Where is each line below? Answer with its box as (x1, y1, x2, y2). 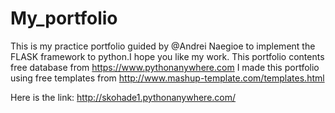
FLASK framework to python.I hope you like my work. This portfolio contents (10, 50, 325, 62)
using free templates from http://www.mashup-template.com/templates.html (10, 72, 325, 84)
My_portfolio (10, 7, 118, 30)
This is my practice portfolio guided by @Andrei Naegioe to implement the (10, 40, 316, 52)
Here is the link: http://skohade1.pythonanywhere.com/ (10, 91, 237, 103)
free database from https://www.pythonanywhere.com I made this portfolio (10, 61, 320, 73)
